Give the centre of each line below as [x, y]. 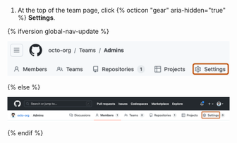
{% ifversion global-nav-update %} [58, 31]
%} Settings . [36, 18]
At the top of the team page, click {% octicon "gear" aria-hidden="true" [121, 10]
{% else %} [24, 87]
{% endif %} [25, 133]
